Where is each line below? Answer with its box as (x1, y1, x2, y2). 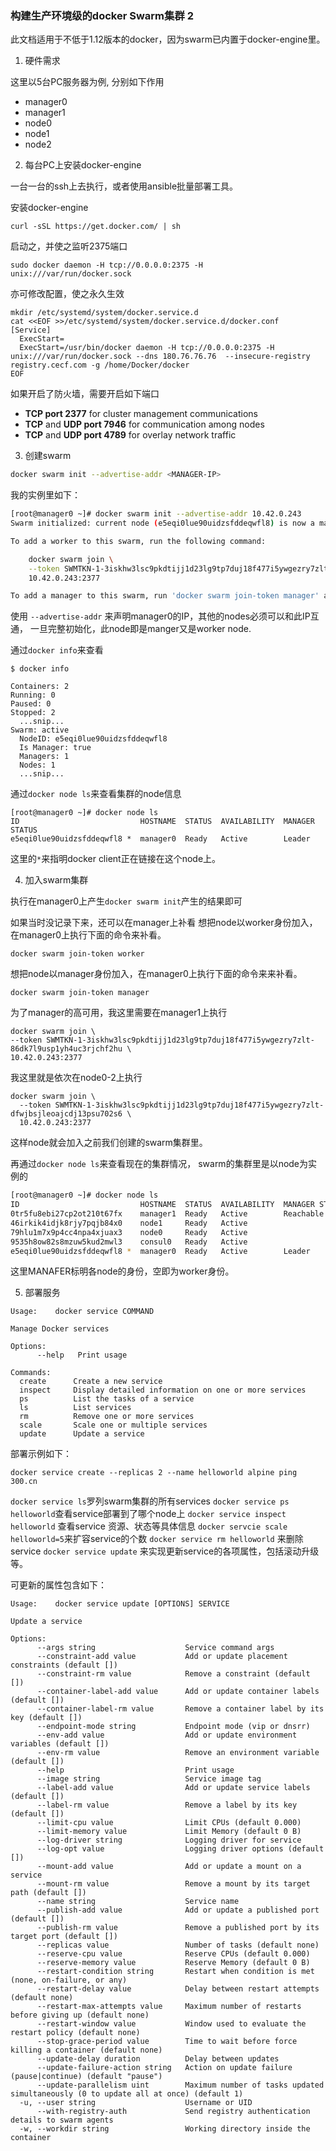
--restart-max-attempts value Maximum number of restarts (36, 2002, 302, 2012)
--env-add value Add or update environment (36, 1730, 298, 1741)
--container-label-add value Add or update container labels (36, 1687, 320, 1697)
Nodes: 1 (19, 760, 56, 771)
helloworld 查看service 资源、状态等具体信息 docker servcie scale (10, 1520, 288, 1532)
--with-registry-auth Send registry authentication (36, 2107, 311, 2117)
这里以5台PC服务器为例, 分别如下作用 (10, 76, 165, 88)
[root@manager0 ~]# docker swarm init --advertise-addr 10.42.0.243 (10, 509, 302, 519)
